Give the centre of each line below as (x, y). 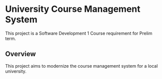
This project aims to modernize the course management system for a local (81, 66)
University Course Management (73, 9)
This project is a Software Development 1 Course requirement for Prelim (79, 33)
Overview (21, 54)
